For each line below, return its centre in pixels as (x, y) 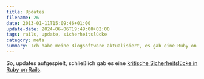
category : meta (25, 40)
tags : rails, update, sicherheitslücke (57, 35)
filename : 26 (23, 18)
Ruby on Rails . (24, 69)
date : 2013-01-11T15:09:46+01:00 (49, 23)
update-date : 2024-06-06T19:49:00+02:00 (58, 29)
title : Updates (25, 12)
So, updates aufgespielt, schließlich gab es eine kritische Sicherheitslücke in (102, 63)
